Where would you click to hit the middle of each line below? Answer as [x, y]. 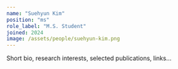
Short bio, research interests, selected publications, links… [89, 58]
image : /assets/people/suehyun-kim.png [63, 39]
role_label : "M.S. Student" [47, 26]
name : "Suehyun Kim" [36, 13]
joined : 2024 [25, 32]
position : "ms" [28, 20]
